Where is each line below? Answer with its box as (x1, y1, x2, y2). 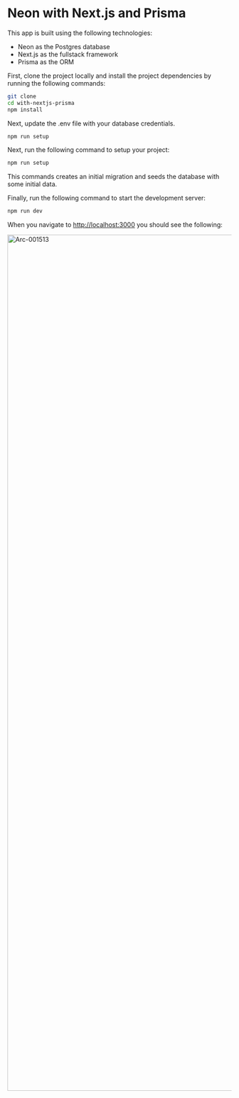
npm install (7, 106, 43, 113)
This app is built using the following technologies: (7, 29, 153, 37)
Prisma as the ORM (17, 57, 75, 66)
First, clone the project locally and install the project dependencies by (7, 71, 212, 80)
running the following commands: (7, 78, 106, 87)
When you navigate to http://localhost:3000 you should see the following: (7, 220, 223, 229)
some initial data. (7, 180, 58, 188)
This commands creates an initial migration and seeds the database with (7, 173, 220, 181)
